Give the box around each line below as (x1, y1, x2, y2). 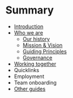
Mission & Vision (22, 42, 62, 49)
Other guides (13, 85, 46, 92)
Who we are (13, 29, 43, 36)
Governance (22, 54, 53, 61)
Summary (5, 4, 54, 17)
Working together (13, 60, 57, 67)
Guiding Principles (22, 48, 67, 55)
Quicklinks (13, 66, 39, 73)
